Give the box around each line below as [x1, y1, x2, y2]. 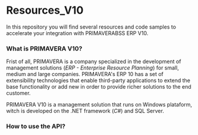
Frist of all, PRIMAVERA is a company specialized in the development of [6, 58, 181, 65]
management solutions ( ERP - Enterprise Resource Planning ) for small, [6, 64, 180, 71]
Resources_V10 [6, 4, 84, 17]
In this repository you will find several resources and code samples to [6, 23, 177, 30]
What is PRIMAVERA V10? [6, 44, 83, 52]
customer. [6, 90, 31, 97]
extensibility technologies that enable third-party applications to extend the [6, 77, 190, 84]
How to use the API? [6, 123, 65, 131]
